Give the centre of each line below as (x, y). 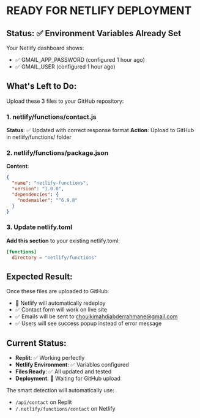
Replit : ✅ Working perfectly (50, 358)
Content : (18, 166)
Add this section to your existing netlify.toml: (63, 241)
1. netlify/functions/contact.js (51, 117)
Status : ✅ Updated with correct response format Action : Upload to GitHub (100, 130)
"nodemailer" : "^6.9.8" (48, 200)
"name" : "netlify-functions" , (50, 183)
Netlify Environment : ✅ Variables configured (72, 365)
